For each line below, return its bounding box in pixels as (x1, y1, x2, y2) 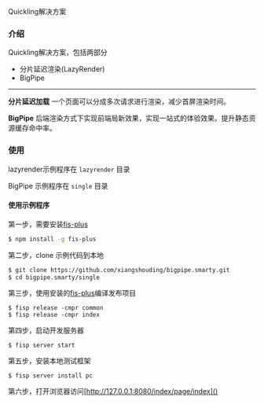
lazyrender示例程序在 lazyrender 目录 (8, 164, 130, 174)
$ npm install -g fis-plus (8, 235, 97, 243)
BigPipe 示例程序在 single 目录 (8, 181, 108, 190)
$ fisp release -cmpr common (8, 304, 104, 312)
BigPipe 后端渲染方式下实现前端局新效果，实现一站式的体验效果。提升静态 (8, 113, 249, 123)
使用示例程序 (8, 200, 49, 210)
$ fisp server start (8, 341, 76, 350)
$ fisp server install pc (8, 372, 93, 380)
